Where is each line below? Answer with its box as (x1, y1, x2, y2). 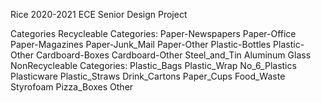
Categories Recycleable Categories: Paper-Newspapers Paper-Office (10, 28, 297, 39)
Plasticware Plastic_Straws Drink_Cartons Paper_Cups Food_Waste (10, 70, 286, 82)
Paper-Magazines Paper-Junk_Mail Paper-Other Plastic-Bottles (10, 39, 272, 50)
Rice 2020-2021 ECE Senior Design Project (10, 9, 188, 20)
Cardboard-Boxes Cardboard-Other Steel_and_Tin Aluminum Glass (35, 49, 312, 61)
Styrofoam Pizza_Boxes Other (10, 81, 134, 93)
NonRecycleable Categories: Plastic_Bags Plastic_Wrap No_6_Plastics (10, 60, 297, 71)
